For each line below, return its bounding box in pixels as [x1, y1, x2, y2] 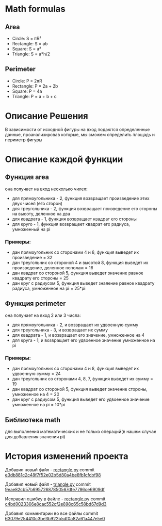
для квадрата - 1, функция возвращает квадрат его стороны [12, 216, 137, 222]
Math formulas [5, 3, 65, 15]
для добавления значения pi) [5, 433, 65, 440]
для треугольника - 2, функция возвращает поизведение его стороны [12, 205, 158, 212]
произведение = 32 [12, 255, 52, 261]
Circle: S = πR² [12, 35, 42, 41]
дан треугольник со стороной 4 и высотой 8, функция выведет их [12, 260, 149, 265]
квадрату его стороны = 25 [12, 275, 69, 281]
